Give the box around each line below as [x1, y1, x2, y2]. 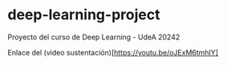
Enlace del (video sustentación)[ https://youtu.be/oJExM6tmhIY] [7, 47, 218, 57]
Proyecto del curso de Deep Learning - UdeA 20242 [7, 32, 180, 42]
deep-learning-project [7, 6, 160, 24]
